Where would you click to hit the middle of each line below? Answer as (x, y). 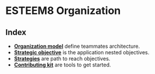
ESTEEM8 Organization (63, 11)
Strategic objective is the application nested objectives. (82, 52)
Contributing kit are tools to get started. (63, 65)
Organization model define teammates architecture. (77, 46)
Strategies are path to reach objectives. (62, 59)
